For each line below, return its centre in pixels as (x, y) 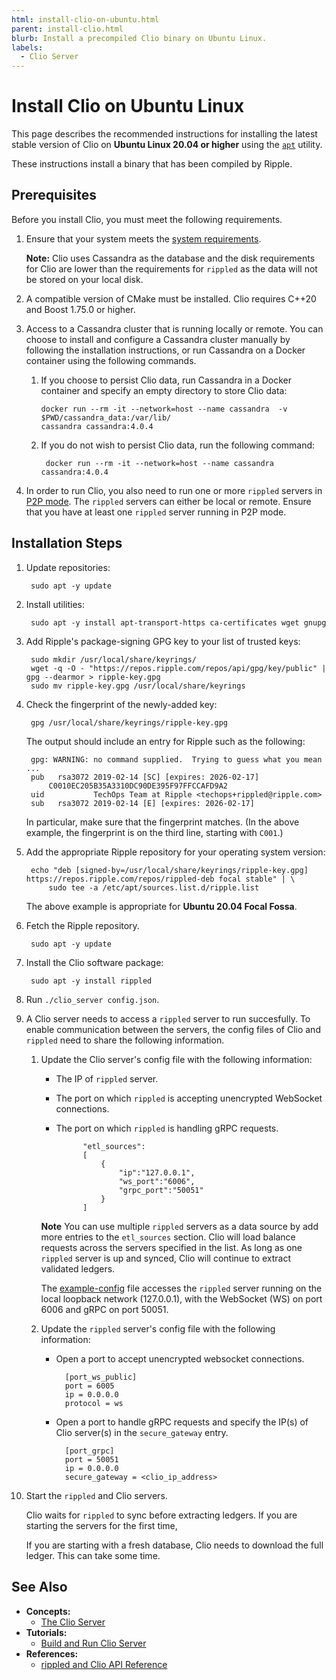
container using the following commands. (111, 360)
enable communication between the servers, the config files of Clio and (173, 1029)
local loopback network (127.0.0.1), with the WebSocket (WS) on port (181, 1298)
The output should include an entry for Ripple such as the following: (165, 741)
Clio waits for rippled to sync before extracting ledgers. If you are (161, 1515)
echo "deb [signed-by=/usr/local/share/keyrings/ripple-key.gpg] (169, 870)
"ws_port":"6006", (157, 1181)
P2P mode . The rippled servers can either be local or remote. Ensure (168, 501)
